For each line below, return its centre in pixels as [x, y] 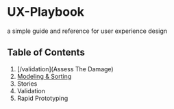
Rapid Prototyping [42, 98]
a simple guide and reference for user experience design [87, 31]
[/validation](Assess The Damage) [65, 69]
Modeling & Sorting [44, 76]
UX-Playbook [46, 12]
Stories [27, 84]
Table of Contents [46, 52]
